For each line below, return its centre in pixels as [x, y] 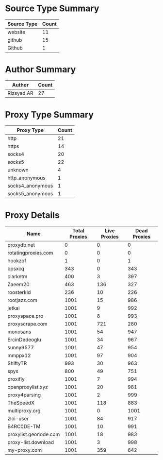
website [16, 32]
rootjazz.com [22, 300]
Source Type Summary [52, 9]
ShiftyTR [17, 363]
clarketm [17, 276]
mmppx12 [19, 355]
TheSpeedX [21, 403]
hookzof [17, 260]
